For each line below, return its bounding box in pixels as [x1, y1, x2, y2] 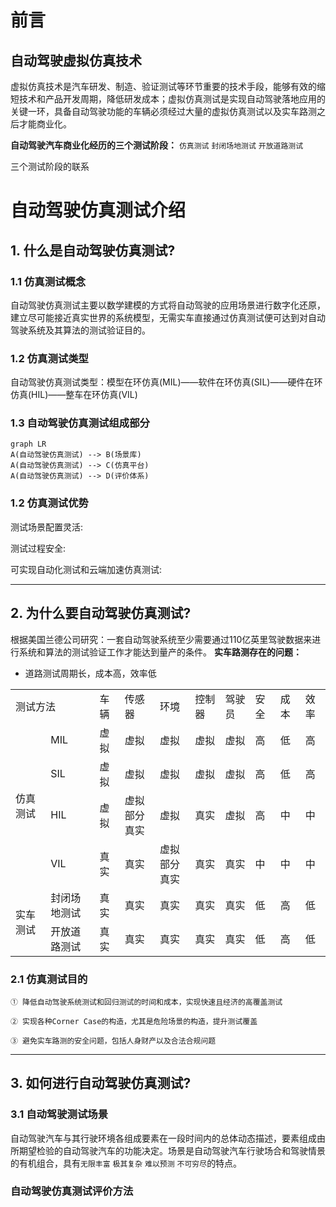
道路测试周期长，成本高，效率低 [24, 667, 157, 679]
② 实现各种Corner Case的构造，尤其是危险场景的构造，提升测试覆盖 [10, 1016, 258, 1026]
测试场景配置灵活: [10, 521, 84, 533]
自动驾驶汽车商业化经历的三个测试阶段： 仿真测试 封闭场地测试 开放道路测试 [10, 139, 304, 151]
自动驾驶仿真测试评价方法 [10, 1184, 134, 1198]
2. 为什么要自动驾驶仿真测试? [10, 605, 192, 622]
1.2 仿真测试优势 [10, 496, 89, 510]
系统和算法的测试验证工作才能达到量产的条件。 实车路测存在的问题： [18, 646, 302, 658]
